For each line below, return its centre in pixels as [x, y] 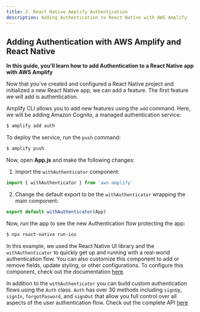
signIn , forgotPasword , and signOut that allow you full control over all [92, 296]
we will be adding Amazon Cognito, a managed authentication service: [94, 115]
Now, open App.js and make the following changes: [70, 160]
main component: [37, 200]
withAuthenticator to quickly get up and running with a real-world [88, 252]
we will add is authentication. [42, 97]
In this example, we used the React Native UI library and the [80, 246]
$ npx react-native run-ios [42, 234]
